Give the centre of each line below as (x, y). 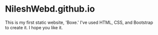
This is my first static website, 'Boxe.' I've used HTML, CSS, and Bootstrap (79, 22)
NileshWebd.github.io (50, 9)
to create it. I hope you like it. (34, 27)
